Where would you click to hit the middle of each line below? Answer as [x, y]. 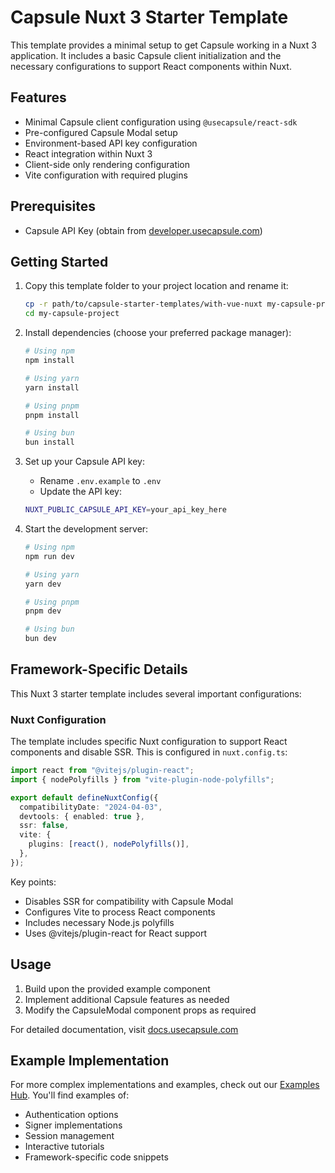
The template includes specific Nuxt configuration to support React [149, 742]
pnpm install [52, 415]
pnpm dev [43, 611]
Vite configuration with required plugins [106, 175]
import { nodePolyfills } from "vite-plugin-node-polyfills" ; [142, 779]
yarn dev [43, 584]
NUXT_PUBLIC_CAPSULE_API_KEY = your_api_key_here [125, 510]
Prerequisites [53, 206]
